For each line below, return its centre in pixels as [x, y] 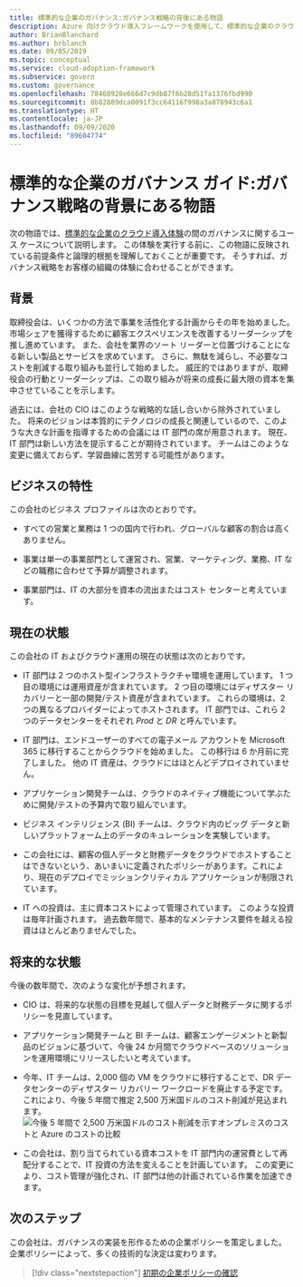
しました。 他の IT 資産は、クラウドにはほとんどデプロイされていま [156, 763]
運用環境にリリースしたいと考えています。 [117, 1058]
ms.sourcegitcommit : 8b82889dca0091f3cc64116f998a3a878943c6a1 [131, 102]
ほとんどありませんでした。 [90, 931]
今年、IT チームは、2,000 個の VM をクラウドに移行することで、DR [148, 1077]
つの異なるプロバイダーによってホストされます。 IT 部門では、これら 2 [154, 709]
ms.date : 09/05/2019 [48, 52]
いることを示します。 [80, 390]
